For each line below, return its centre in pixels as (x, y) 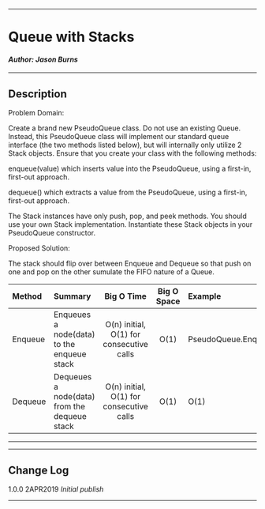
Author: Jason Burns (43, 59)
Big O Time (126, 296)
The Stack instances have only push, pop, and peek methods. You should (127, 216)
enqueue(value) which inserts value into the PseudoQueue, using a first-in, (130, 169)
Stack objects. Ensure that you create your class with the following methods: (132, 153)
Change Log (39, 470)
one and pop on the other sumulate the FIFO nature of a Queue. (112, 272)
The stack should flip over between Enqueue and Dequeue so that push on (130, 264)
